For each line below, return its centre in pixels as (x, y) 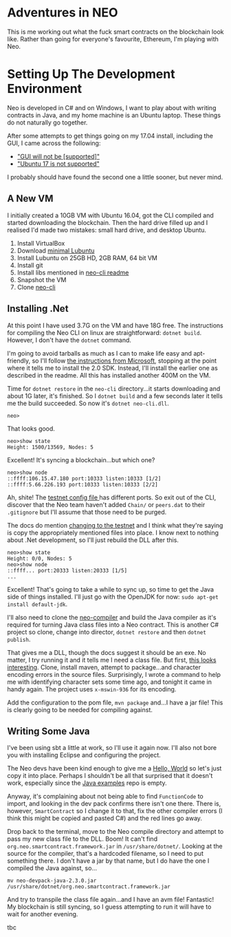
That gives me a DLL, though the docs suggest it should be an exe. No (107, 652)
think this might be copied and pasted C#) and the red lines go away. (105, 818)
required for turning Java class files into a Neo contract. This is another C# (113, 625)
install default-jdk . (37, 604)
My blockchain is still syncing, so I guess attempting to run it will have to (109, 907)
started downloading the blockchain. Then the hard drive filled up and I (108, 222)
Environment (45, 89)
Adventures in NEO (63, 13)
